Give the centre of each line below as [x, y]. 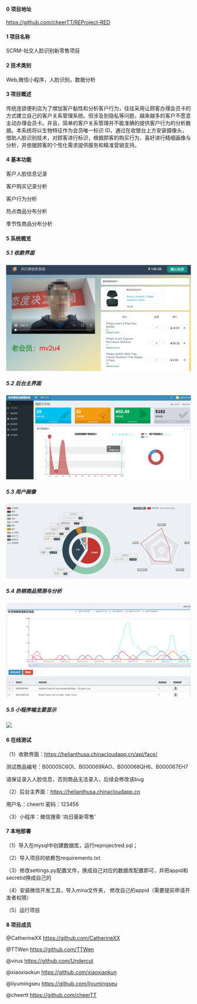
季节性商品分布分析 [29, 224]
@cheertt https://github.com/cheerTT [51, 995]
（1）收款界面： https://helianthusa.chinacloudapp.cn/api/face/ [82, 754]
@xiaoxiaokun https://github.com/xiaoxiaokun [62, 972]
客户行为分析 [21, 199]
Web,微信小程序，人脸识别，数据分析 [51, 79]
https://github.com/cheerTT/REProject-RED [58, 22]
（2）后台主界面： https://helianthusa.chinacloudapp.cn [73, 792]
